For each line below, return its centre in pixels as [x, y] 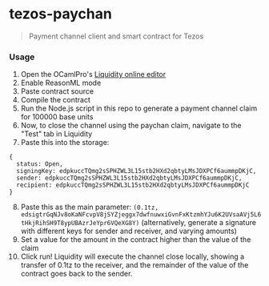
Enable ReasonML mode [61, 83]
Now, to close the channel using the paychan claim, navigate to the [131, 126]
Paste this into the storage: [65, 143]
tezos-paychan [61, 14]
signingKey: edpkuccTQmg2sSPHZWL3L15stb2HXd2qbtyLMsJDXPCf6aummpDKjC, [137, 171]
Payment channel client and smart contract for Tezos [116, 36]
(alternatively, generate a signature [199, 223]
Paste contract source [57, 91]
